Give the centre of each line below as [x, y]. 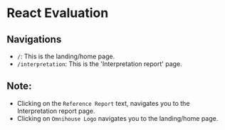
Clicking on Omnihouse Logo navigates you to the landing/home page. [117, 118]
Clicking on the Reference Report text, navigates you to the [103, 103]
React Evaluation [58, 13]
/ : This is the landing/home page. [66, 56]
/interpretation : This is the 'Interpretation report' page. [99, 64]
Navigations [34, 39]
